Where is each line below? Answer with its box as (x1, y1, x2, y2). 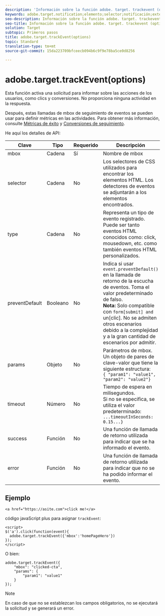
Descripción (116, 142, 145, 149)
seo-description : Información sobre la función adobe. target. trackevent (5, 16, 162, 21)
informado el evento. (103, 444, 151, 451)
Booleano (46, 300, 69, 307)
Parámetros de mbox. (103, 347, 153, 354)
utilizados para (103, 164, 137, 171)
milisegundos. (103, 389, 136, 396)
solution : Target (5, 26, 41, 31)
